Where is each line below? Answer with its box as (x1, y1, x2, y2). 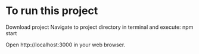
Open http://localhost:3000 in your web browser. (5, 41, 126, 48)
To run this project (5, 4, 98, 18)
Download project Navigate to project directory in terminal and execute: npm (5, 23, 194, 31)
